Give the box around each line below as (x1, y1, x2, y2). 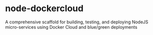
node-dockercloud (5, 3, 84, 14)
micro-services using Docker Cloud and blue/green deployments (5, 24, 138, 30)
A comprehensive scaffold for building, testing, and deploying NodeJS (5, 19, 149, 25)
